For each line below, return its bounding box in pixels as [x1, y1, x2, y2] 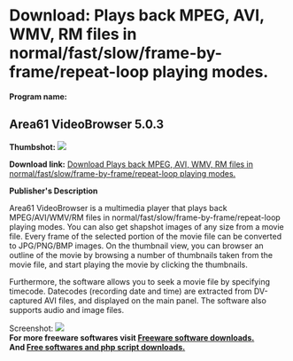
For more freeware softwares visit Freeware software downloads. [9, 332, 255, 342]
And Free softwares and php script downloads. [9, 341, 186, 352]
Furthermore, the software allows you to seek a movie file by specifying [9, 276, 270, 286]
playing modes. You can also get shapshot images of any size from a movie [9, 221, 285, 232]
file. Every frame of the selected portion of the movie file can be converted [9, 231, 281, 241]
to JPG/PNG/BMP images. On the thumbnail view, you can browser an [9, 240, 264, 251]
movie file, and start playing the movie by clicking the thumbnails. [9, 259, 248, 270]
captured [9, 294, 42, 306]
